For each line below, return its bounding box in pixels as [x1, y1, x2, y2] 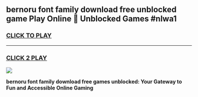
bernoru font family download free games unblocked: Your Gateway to [6, 78, 183, 85]
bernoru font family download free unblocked [6, 5, 177, 15]
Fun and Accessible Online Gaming [6, 84, 94, 91]
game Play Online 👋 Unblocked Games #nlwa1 [6, 14, 177, 24]
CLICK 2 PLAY [6, 53, 47, 62]
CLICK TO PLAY [6, 32, 52, 40]
